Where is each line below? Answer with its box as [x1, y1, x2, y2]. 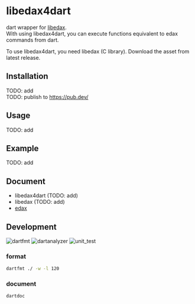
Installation [6, 71, 48, 81]
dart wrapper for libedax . [6, 24, 67, 31]
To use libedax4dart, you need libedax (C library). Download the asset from [6, 47, 190, 55]
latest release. [6, 54, 41, 61]
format [6, 252, 27, 260]
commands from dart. [6, 36, 59, 43]
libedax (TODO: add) [14, 199, 65, 206]
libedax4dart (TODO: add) [14, 192, 79, 199]
